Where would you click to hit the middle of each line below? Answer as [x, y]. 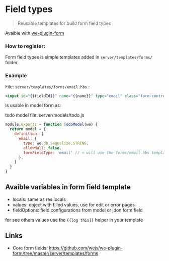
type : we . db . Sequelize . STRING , [56, 143]
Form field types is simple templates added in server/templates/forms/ [79, 57]
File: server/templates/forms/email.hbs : [48, 86]
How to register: [25, 46]
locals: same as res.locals [39, 199]
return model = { [28, 129]
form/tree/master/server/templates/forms [55, 253]
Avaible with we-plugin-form [35, 33]
